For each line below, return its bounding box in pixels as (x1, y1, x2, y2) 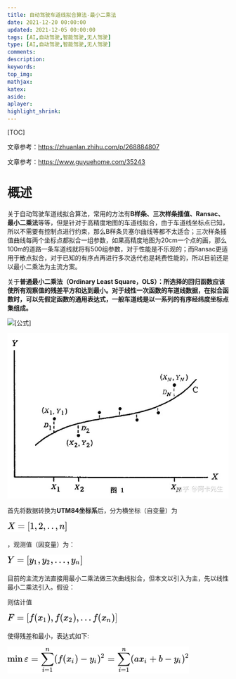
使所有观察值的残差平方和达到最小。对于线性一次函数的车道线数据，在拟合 (7, 286, 223, 294)
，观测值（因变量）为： (7, 540, 75, 549)
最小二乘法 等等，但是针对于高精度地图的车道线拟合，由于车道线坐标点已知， (7, 218, 229, 227)
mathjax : (7, 78, 33, 85)
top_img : (7, 70, 33, 77)
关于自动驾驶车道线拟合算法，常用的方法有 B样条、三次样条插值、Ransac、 (7, 209, 225, 218)
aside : (7, 93, 27, 100)
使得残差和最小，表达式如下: (7, 631, 90, 640)
